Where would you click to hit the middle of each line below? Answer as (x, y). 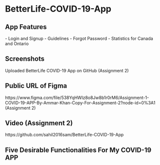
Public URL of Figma (36, 86)
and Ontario (17, 44)
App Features (26, 27)
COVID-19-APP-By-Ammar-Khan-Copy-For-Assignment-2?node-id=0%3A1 (80, 102)
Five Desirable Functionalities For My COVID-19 (78, 150)
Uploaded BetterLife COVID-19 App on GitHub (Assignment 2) (67, 70)
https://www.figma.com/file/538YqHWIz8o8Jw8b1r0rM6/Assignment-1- (77, 98)
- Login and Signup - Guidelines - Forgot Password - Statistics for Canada (79, 38)
